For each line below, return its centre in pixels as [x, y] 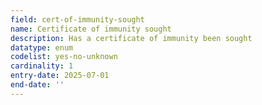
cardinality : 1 [42, 66]
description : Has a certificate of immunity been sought [131, 38]
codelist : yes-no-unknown [64, 57]
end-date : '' [37, 85]
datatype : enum [42, 47]
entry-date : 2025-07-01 [60, 76]
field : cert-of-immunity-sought [77, 19]
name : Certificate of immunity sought [91, 29]
